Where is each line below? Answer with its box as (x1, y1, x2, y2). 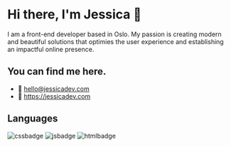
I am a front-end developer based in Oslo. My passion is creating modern (7, 30, 222, 38)
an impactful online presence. (7, 45, 95, 53)
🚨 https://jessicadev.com (17, 92, 91, 100)
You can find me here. (7, 65, 107, 77)
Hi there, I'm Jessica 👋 (7, 6, 142, 23)
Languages (7, 113, 58, 125)
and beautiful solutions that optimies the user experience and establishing (7, 37, 224, 45)
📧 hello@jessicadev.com (17, 85, 90, 93)
